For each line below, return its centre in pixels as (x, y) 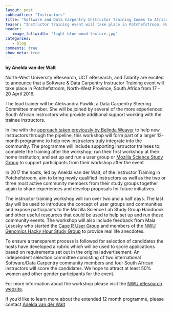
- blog (19, 43)
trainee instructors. (25, 120)
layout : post (19, 10)
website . (14, 289)
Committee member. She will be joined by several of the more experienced (84, 109)
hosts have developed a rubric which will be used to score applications (80, 247)
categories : (18, 39)
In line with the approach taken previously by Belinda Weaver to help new (83, 130)
